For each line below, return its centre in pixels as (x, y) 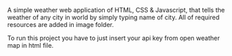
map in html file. (31, 45)
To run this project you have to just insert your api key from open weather (114, 38)
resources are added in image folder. (60, 25)
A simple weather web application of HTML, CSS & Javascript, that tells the (116, 10)
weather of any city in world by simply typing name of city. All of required (114, 17)
